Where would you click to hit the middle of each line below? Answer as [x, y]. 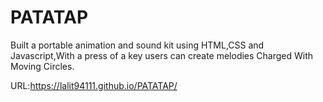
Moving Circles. [42, 66]
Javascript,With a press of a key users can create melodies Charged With [162, 55]
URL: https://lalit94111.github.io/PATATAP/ [94, 85]
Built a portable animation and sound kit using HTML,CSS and [137, 45]
